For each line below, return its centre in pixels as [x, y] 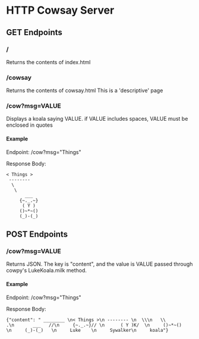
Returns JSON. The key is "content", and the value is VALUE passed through [99, 264]
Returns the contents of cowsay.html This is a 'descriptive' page [85, 90]
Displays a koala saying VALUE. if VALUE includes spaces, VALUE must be [97, 119]
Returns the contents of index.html [48, 62]
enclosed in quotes [30, 125]
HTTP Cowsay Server [60, 10]
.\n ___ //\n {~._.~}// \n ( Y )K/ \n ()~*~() [94, 325]
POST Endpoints [37, 235]
